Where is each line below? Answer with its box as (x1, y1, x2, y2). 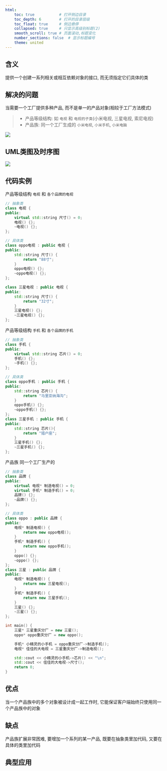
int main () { (5, 623, 33, 628)
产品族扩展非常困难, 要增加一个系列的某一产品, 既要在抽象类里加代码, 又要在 (5, 736, 162, 742)
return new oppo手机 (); (23, 544, 71, 549)
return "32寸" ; (23, 299, 54, 304)
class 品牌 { (5, 474, 31, 479)
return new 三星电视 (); (23, 581, 70, 587)
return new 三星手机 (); (23, 595, 70, 600)
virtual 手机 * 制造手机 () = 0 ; (14, 488, 75, 493)
